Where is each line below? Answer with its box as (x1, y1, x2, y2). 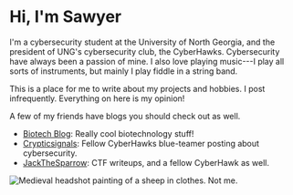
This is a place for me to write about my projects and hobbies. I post (9, 83, 266, 94)
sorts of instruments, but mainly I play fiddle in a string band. (9, 66, 238, 77)
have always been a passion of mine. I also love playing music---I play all (9, 56, 285, 67)
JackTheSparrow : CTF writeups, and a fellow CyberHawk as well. (22, 157, 270, 168)
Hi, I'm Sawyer (9, 6, 121, 27)
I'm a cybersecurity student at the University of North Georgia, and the (9, 36, 276, 47)
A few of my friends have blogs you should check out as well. (9, 110, 241, 121)
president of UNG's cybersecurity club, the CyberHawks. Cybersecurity (9, 46, 280, 56)
